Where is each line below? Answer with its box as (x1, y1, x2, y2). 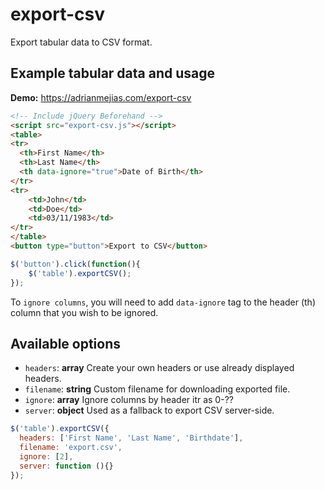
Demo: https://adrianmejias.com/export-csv (10, 91, 192, 103)
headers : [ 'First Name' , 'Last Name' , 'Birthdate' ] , (19, 433, 244, 443)
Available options (10, 335, 122, 352)
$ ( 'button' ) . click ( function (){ (10, 259, 141, 269)
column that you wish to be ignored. (10, 306, 159, 318)
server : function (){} (19, 461, 114, 471)
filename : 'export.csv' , (19, 443, 123, 453)
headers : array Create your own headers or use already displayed (24, 362, 295, 374)
